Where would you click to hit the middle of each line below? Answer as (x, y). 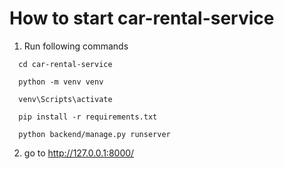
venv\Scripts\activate (65, 99)
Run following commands (76, 46)
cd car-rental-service (65, 64)
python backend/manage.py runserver (94, 134)
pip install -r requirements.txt (88, 117)
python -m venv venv (61, 82)
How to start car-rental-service (142, 18)
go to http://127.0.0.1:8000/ (79, 153)
